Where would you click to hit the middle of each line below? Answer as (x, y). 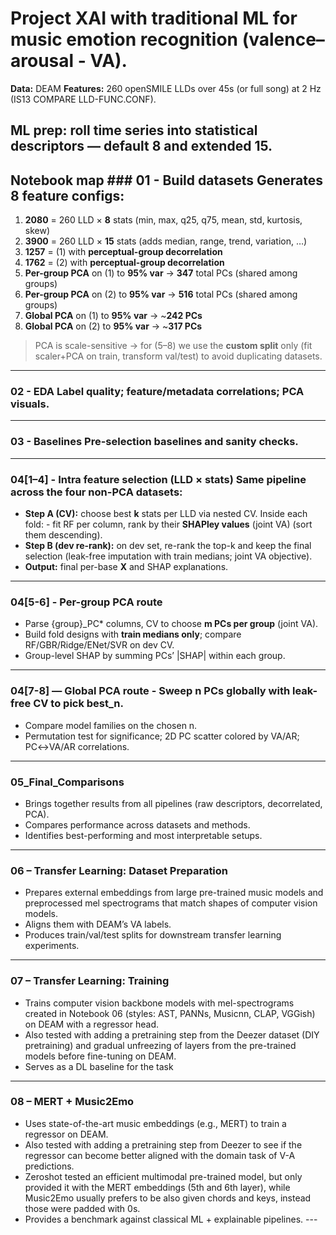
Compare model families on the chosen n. (111, 725)
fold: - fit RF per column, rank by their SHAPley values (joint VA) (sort (168, 524)
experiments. (52, 946)
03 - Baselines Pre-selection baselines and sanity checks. (154, 442)
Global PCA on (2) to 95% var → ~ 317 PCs (113, 326)
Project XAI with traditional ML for (154, 18)
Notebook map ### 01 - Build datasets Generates (167, 180)
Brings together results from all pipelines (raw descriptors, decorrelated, (173, 803)
